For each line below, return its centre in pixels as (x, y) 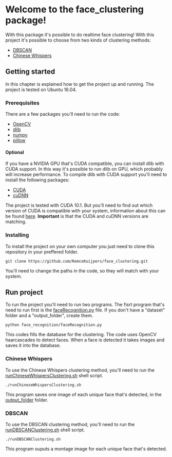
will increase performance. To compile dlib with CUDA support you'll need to (86, 175)
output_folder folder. (27, 400)
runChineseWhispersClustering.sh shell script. (54, 375)
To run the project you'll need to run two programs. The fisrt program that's (85, 305)
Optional (15, 152)
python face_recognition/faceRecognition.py (54, 325)
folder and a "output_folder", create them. (49, 316)
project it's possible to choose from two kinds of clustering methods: (78, 40)
